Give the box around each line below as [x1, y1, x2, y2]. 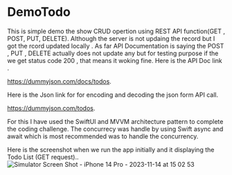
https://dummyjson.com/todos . [7, 104, 96, 112]
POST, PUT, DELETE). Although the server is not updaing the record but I [7, 34, 215, 42]
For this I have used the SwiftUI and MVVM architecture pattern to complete [7, 117, 224, 125]
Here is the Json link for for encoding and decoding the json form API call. [7, 91, 219, 99]
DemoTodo [7, 4, 71, 20]
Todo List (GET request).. [7, 153, 79, 161]
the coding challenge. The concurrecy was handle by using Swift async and [7, 125, 224, 133]
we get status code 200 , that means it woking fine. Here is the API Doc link [7, 56, 223, 64]
